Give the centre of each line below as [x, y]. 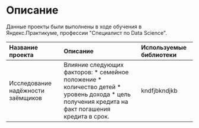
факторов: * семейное [96, 72]
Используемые [164, 47]
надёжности [27, 90]
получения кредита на [96, 101]
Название [24, 47]
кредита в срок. [86, 116]
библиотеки [159, 55]
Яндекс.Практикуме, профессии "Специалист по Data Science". [87, 32]
